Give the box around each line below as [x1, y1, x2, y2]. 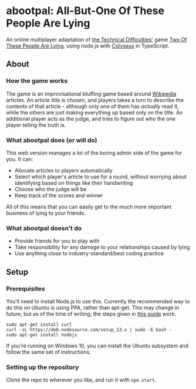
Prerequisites [6, 285, 45, 293]
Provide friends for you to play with [14, 238, 100, 245]
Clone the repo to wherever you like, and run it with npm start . [6, 377, 157, 384]
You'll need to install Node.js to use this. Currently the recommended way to [6, 297, 190, 305]
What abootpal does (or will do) [6, 136, 97, 144]
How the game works [6, 77, 68, 85]
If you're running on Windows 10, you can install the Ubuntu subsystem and [6, 342, 189, 349]
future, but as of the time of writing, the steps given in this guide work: [6, 310, 177, 317]
